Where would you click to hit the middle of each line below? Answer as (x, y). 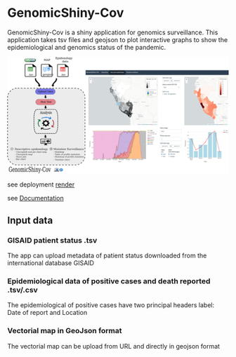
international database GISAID (51, 263)
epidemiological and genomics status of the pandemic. (87, 47)
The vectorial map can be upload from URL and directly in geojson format (113, 346)
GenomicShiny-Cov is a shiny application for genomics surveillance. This (113, 32)
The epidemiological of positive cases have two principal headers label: (111, 305)
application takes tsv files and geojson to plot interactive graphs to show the (118, 39)
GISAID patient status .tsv (52, 240)
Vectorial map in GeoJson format (65, 331)
